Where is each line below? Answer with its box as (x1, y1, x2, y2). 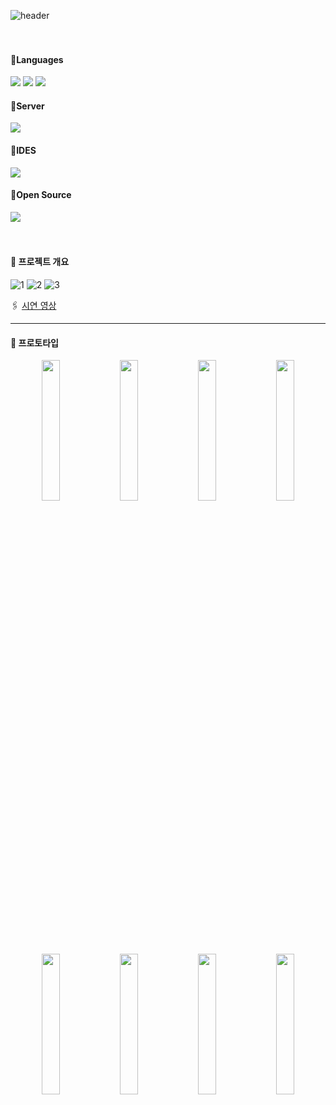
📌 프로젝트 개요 (10, 256, 70, 268)
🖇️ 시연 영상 (10, 300, 57, 312)
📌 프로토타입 (10, 336, 59, 349)
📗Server (10, 100, 45, 112)
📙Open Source (10, 189, 72, 201)
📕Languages (10, 53, 64, 65)
